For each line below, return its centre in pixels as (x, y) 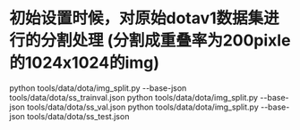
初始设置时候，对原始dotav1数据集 (137, 18)
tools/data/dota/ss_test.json (78, 116)
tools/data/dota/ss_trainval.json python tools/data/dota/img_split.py (133, 97)
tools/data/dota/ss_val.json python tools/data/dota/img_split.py (143, 107)
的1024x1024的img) (84, 63)
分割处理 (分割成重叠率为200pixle (166, 41)
